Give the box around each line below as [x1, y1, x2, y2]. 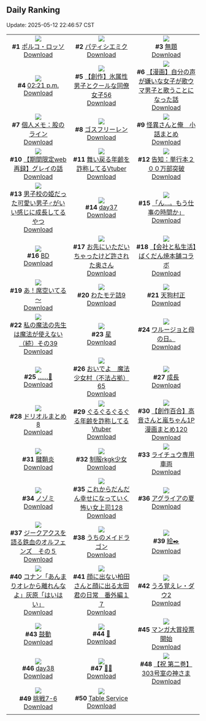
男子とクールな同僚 [73, 81, 129, 90]
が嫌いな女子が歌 [138, 77, 188, 85]
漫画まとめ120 [145, 425, 188, 433]
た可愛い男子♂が [11, 199, 59, 207]
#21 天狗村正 [147, 291, 186, 299]
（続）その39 [18, 339, 58, 347]
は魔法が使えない [13, 330, 63, 338]
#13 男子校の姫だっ [10, 190, 67, 198]
